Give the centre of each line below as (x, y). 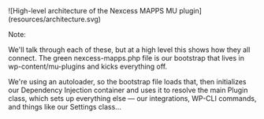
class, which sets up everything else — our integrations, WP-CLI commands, (132, 99)
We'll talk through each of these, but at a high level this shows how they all (129, 50)
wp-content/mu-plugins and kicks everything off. (88, 66)
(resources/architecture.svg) (54, 19)
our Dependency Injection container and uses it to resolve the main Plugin (128, 90)
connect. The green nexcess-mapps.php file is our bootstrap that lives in (126, 58)
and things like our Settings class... (65, 107)
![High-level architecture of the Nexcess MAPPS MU (93, 11)
